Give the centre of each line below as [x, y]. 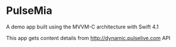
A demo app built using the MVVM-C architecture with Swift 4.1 [82, 27]
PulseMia [29, 11]
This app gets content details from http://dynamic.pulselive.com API [88, 38]
